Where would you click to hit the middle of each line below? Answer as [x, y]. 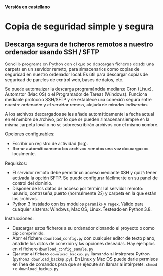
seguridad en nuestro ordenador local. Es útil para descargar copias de [77, 74]
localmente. [24, 153]
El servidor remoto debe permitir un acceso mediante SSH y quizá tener [84, 172]
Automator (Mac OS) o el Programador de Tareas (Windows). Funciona [76, 94]
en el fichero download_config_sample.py [53, 249]
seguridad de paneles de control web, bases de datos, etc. [64, 79]
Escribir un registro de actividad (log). [50, 143]
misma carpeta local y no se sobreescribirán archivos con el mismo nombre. [82, 124]
